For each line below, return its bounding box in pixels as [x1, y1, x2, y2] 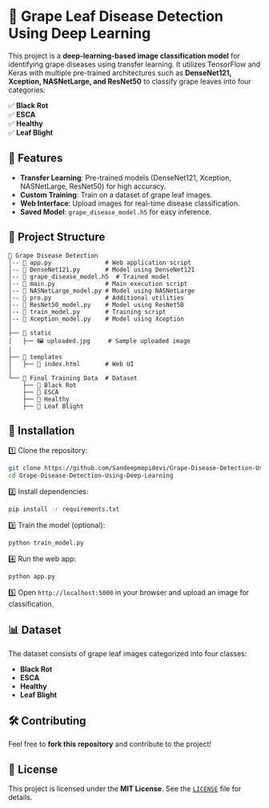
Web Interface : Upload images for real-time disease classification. [19, 198, 240, 208]
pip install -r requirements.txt [8, 505, 120, 513]
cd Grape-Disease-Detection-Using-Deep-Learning [8, 471, 174, 480]
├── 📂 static [8, 329, 52, 337]
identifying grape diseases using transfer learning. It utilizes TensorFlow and [8, 59, 261, 69]
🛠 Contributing [8, 714, 86, 728]
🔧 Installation [8, 423, 75, 437]
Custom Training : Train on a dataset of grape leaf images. [19, 190, 213, 199]
